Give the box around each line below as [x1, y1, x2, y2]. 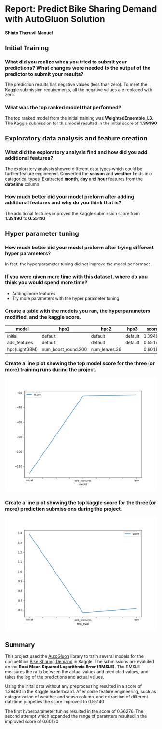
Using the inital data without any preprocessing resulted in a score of [5, 683, 142, 689]
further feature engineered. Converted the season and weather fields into [5, 171, 152, 177]
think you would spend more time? [5, 279, 88, 286]
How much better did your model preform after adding [5, 193, 134, 200]
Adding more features [12, 290, 55, 296]
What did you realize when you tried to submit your [5, 59, 127, 65]
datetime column [5, 181, 40, 187]
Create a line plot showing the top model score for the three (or [5, 360, 155, 367]
